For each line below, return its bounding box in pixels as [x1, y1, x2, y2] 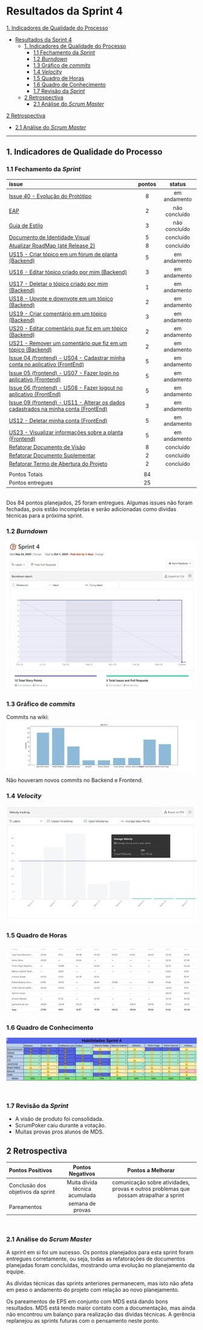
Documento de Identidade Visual [8, 234, 91, 241]
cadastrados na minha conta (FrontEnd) [8, 405, 108, 412]
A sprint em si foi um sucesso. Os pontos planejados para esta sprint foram [6, 1248, 194, 1256]
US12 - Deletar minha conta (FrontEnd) [8, 417, 108, 424]
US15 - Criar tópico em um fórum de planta [8, 250, 118, 258]
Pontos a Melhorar [127, 1167, 175, 1174]
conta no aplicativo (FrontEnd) [8, 361, 85, 368]
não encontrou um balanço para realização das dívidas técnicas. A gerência [6, 1311, 195, 1318]
